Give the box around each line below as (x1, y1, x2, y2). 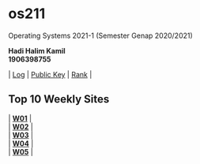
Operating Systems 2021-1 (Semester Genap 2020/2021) (8, 31, 194, 40)
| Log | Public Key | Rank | (8, 69, 92, 79)
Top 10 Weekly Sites (8, 92, 110, 106)
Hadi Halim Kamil (8, 46, 66, 55)
